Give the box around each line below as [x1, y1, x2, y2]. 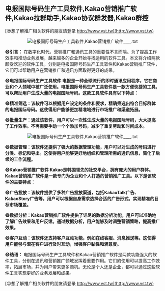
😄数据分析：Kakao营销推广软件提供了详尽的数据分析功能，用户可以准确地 [5, 212, 156, 218]
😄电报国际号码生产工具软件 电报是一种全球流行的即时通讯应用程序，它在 [5, 78, 153, 84]
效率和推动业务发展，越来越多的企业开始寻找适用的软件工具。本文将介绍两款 [5, 55, 160, 60]
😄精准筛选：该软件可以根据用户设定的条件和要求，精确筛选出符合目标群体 [5, 100, 156, 106]
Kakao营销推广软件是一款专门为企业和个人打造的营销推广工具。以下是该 [5, 173, 152, 178]
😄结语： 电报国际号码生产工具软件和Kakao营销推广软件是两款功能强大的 [5, 251, 153, 257]
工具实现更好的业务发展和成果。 [9, 270, 74, 276]
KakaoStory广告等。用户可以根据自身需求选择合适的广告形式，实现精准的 [5, 196, 155, 202]
